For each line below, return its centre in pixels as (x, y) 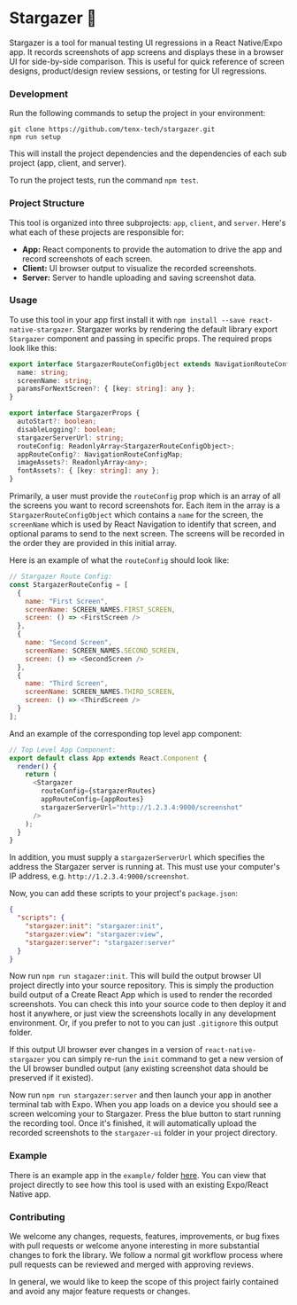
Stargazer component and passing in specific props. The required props (141, 338)
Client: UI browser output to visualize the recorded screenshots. (139, 268)
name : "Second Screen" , (69, 643)
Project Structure (47, 203)
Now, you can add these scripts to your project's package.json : (124, 894)
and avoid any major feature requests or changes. (100, 1291)
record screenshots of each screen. (87, 258)
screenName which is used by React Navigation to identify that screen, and (143, 524)
